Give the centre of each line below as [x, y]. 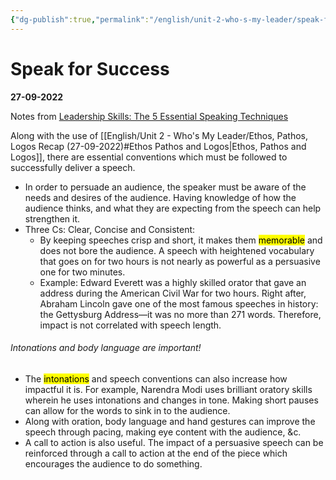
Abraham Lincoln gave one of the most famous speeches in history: [179, 303]
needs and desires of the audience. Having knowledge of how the [160, 197]
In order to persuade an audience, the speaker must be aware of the [165, 187]
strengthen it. [52, 218]
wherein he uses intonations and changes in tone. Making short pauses [171, 400]
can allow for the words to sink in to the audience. [127, 410]
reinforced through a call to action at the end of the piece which [156, 453]
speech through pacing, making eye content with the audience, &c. [163, 432]
